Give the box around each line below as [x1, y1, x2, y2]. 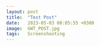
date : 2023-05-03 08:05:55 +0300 [6, 20, 95, 26]
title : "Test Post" [6, 14, 58, 20]
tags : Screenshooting [6, 31, 65, 37]
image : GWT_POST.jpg [6, 25, 60, 32]
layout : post [6, 8, 39, 15]
